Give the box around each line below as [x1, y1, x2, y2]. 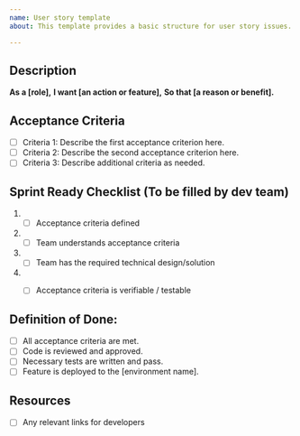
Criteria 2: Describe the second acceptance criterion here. [22, 147, 240, 158]
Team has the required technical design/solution [35, 257, 215, 268]
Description [9, 62, 77, 78]
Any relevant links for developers [22, 417, 146, 428]
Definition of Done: [9, 311, 118, 327]
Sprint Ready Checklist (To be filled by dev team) [9, 184, 290, 199]
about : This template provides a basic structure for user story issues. [9, 22, 293, 31]
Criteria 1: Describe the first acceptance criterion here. [22, 137, 225, 148]
